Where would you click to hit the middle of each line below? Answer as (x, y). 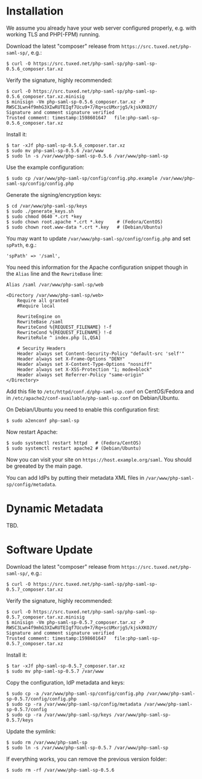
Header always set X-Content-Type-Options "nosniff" (85, 364)
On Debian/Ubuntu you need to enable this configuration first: (83, 409)
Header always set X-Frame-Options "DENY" (71, 359)
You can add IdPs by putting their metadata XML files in (75, 477)
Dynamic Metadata (55, 509)
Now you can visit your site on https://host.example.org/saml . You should (99, 459)
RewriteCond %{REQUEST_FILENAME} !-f (65, 327)
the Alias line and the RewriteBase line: (55, 273)
